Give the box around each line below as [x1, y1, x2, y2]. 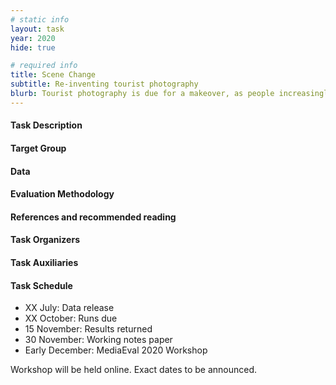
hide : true [10, 42, 56, 53]
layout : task [10, 24, 65, 34]
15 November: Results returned [24, 323, 153, 335]
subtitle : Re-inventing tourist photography [10, 79, 199, 90]
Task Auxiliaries [10, 256, 79, 268]
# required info [10, 61, 78, 71]
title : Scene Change [10, 70, 97, 80]
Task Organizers [10, 234, 80, 246]
